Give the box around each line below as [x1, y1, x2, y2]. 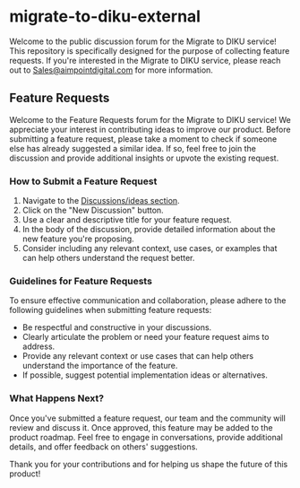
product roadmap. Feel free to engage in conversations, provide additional [9, 431, 284, 442]
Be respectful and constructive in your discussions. [21, 322, 212, 333]
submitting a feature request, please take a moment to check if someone [9, 133, 278, 144]
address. [21, 341, 56, 352]
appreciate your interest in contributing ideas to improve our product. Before [9, 124, 291, 135]
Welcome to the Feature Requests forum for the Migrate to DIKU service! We [9, 114, 291, 125]
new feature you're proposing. [21, 233, 134, 244]
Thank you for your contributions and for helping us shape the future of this [9, 458, 288, 469]
